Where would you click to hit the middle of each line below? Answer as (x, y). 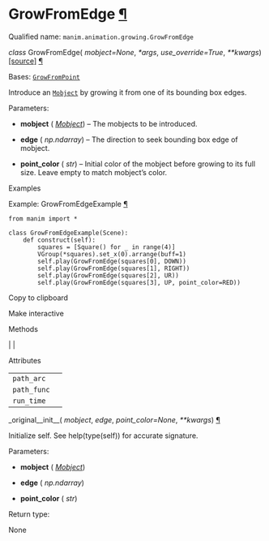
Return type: (29, 514)
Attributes (25, 360)
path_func (31, 389)
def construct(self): (59, 240)
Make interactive (36, 313)
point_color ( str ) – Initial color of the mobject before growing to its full (138, 164)
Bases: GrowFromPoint (45, 76)
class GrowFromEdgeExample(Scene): (68, 233)
